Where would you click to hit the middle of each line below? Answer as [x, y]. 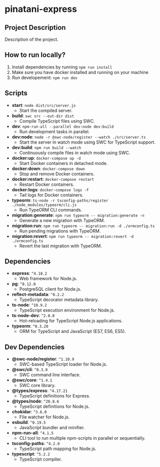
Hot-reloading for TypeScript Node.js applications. [71, 321]
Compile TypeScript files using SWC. [57, 121]
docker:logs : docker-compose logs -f [50, 189]
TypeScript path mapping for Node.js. [58, 449]
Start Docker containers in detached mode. [63, 163]
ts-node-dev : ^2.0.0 [33, 315]
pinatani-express [41, 9]
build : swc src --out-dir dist [43, 116]
